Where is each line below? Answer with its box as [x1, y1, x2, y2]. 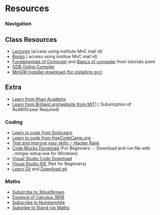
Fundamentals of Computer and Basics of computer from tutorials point [12, 59, 156, 64]
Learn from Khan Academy [12, 96, 67, 102]
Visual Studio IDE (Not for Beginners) [12, 161, 87, 167]
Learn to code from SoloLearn [12, 130, 73, 136]
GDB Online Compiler [12, 64, 55, 70]
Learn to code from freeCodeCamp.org [12, 135, 91, 141]
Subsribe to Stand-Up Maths [12, 205, 70, 211]
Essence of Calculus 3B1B [12, 195, 65, 200]
